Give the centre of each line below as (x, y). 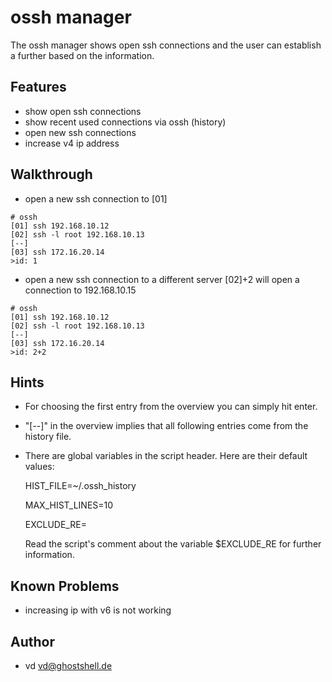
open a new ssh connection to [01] (96, 198)
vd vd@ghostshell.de (68, 665)
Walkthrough (51, 174)
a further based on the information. (82, 55)
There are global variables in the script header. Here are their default (166, 456)
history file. (48, 437)
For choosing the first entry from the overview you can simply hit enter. (171, 407)
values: (39, 467)
